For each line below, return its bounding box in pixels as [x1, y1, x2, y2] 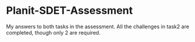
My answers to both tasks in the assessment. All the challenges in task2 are [6, 23, 190, 30]
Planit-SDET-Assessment [6, 4, 133, 17]
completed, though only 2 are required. [6, 29, 101, 36]
